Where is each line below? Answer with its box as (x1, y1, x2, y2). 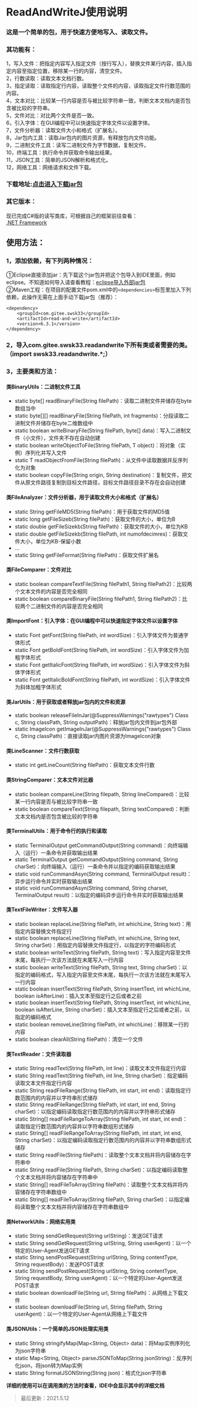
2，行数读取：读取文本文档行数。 (6, 75, 87, 82)
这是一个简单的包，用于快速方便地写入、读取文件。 (6, 28, 152, 36)
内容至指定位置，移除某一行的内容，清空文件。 (11, 68, 125, 75)
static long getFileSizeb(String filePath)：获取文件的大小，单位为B (14, 515, 176, 523)
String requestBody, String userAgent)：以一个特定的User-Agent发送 (14, 1275, 183, 1282)
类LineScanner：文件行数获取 (6, 747, 80, 754)
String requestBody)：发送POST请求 (14, 1261, 104, 1268)
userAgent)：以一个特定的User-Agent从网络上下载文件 (14, 1310, 148, 1317)
